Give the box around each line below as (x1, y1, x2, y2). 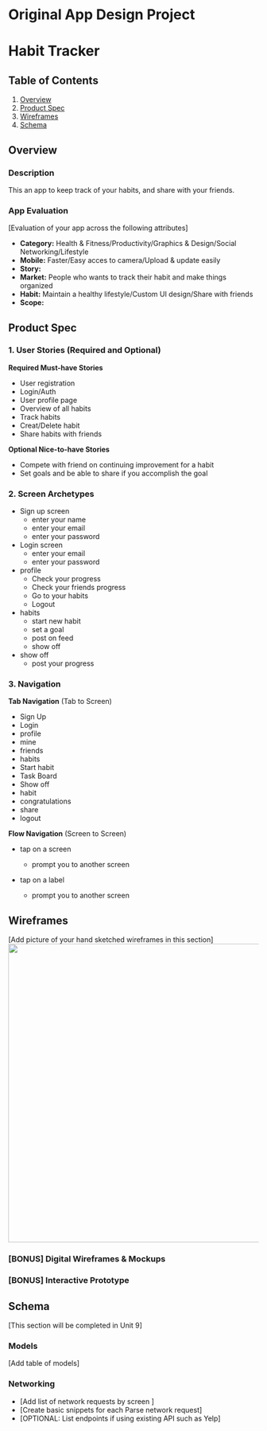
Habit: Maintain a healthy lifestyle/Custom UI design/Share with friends (19, 289, 253, 299)
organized (19, 281, 53, 291)
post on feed (31, 633, 74, 643)
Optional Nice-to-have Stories (8, 444, 110, 454)
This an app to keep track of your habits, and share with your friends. (8, 185, 235, 194)
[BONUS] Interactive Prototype (8, 1275, 130, 1286)
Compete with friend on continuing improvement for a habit (19, 459, 215, 469)
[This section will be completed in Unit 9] (8, 1320, 143, 1330)
